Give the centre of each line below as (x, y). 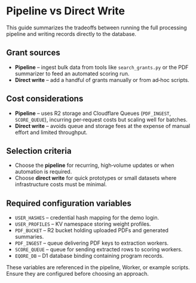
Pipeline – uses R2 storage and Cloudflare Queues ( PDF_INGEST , (93, 113)
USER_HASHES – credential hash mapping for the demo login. (87, 218)
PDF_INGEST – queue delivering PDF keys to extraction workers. (92, 243)
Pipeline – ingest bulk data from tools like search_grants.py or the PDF (102, 67)
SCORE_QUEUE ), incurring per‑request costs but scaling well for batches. (101, 119)
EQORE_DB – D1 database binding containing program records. (89, 256)
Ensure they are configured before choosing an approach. (78, 274)
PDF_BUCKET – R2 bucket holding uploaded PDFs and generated (92, 230)
